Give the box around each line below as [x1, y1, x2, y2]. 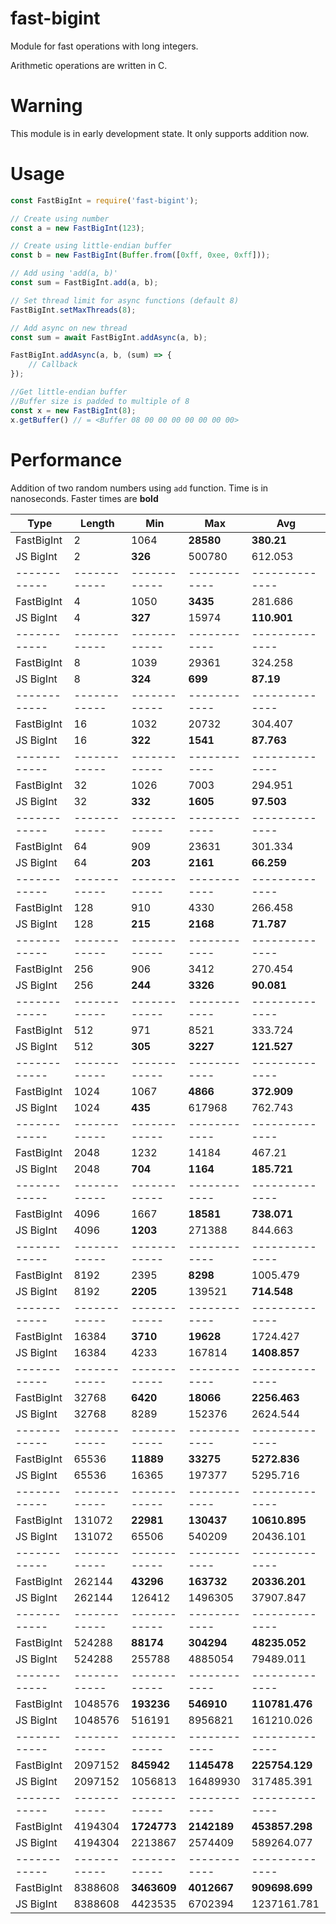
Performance [10, 448, 123, 471]
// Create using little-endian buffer [10, 241, 172, 251]
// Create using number [10, 213, 110, 224]
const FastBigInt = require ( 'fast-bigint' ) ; [10, 195, 199, 206]
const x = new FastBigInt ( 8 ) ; [10, 405, 137, 416]
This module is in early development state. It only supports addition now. [10, 127, 310, 139]
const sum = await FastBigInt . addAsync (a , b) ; [10, 332, 208, 342]
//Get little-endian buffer [10, 387, 128, 397]
